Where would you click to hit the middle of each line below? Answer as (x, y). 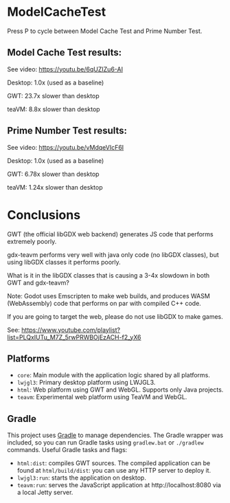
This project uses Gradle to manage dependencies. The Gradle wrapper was (115, 435)
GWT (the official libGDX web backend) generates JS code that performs (111, 234)
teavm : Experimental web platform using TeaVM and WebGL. (102, 397)
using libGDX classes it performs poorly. (64, 262)
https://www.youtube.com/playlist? (71, 330)
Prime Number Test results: (67, 131)
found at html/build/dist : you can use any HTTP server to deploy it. (114, 471)
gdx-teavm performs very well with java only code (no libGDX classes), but (113, 254)
